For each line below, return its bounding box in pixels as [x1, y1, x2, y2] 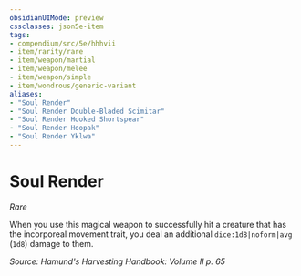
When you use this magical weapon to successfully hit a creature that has [9, 219, 287, 230]
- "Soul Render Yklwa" [9, 132, 96, 141]
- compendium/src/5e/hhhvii [9, 38, 117, 48]
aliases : [9, 89, 43, 98]
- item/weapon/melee [9, 65, 88, 74]
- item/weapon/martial [9, 56, 96, 65]
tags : [9, 30, 30, 39]
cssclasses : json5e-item [9, 22, 104, 31]
